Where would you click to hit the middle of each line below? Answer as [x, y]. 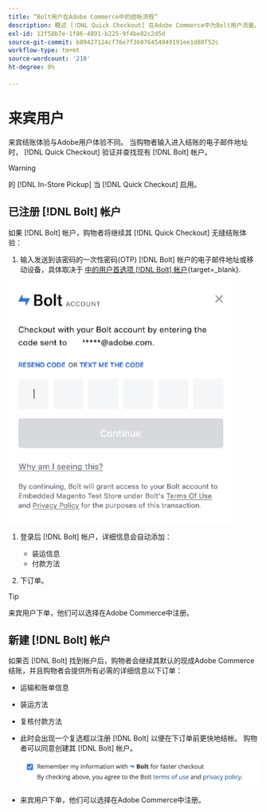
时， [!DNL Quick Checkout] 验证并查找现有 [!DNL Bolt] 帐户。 [110, 152]
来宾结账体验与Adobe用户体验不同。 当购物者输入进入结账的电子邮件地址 [128, 142]
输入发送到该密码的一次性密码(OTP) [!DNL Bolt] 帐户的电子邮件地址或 [133, 260]
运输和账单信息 [44, 688]
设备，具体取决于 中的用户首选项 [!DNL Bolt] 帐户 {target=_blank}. [134, 269]
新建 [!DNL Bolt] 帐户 [60, 640]
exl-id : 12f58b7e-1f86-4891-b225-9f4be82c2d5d [87, 33]
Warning [22, 168]
